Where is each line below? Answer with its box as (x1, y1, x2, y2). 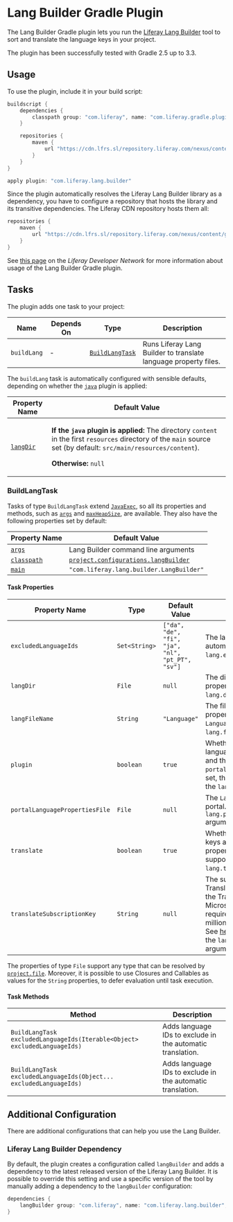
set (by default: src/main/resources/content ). (51, 443, 200, 452)
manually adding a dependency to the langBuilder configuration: (7, 1182, 193, 1191)
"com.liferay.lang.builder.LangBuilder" (69, 566, 205, 573)
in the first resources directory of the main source (51, 434, 212, 443)
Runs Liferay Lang (142, 339, 202, 348)
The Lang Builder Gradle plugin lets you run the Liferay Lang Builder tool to (7, 28, 221, 36)
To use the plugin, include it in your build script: (7, 87, 143, 95)
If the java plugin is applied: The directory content (51, 425, 218, 435)
